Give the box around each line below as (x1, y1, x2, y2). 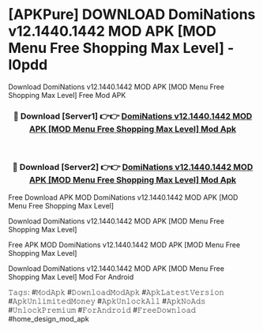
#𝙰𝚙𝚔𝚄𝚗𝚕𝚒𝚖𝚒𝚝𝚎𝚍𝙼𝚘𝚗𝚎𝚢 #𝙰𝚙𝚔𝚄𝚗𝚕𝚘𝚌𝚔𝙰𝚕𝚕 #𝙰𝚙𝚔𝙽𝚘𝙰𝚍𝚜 (8, 296, 206, 306)
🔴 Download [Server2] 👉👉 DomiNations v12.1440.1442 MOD (12, 162, 254, 173)
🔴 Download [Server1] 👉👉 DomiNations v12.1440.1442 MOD (13, 111, 253, 122)
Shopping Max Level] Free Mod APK (8, 90, 126, 100)
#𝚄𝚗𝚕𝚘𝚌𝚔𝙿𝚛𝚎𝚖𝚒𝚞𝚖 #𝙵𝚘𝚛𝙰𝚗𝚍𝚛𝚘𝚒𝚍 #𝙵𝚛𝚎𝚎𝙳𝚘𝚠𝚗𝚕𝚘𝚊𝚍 (8, 305, 196, 314)
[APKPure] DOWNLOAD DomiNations (8, 6, 256, 24)
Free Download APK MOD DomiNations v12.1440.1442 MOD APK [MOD (8, 192, 239, 202)
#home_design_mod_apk (8, 314, 89, 323)
